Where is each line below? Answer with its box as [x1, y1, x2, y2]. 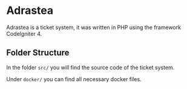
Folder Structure [6, 48, 70, 58]
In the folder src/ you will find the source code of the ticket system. [6, 64, 175, 71]
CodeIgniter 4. [6, 30, 42, 37]
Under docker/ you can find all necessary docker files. [6, 75, 142, 82]
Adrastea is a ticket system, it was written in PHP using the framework [6, 24, 182, 31]
